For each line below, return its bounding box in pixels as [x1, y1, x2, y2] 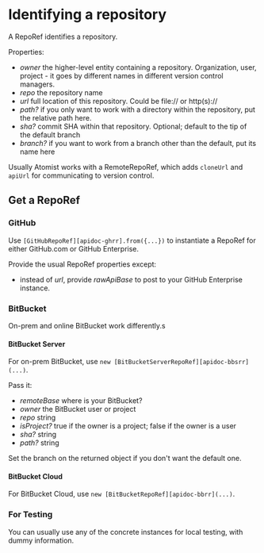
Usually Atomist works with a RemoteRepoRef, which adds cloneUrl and [8, 162, 243, 171]
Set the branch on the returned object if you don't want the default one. [8, 454, 242, 463]
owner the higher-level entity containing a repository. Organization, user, [19, 62, 257, 72]
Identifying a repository [8, 6, 167, 24]
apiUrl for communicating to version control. [8, 171, 155, 180]
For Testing [8, 509, 53, 520]
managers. [19, 79, 55, 89]
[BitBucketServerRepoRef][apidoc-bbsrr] [113, 359, 250, 367]
